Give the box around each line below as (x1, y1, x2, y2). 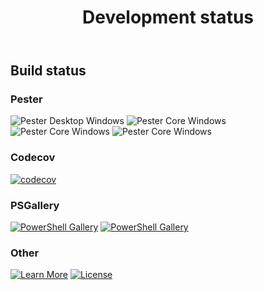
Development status (81, 6, 254, 29)
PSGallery (10, 198, 60, 212)
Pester (10, 92, 43, 106)
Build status (10, 62, 87, 80)
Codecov (10, 151, 56, 165)
